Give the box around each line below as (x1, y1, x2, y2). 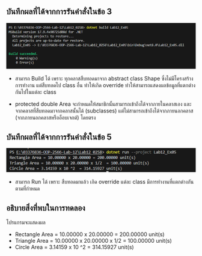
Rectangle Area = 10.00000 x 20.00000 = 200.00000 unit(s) (14, 230, 165, 238)
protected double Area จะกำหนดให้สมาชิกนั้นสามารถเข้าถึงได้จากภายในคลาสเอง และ (14, 100, 192, 108)
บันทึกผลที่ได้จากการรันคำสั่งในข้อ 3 (6, 7, 112, 17)
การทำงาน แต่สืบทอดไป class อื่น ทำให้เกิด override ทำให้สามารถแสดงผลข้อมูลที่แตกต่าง (14, 82, 196, 89)
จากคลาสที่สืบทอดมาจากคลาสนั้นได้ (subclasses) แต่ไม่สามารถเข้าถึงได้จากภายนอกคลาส (14, 107, 194, 115)
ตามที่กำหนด (14, 185, 40, 192)
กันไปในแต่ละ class (14, 88, 57, 96)
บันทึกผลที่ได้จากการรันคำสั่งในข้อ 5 (6, 132, 112, 142)
